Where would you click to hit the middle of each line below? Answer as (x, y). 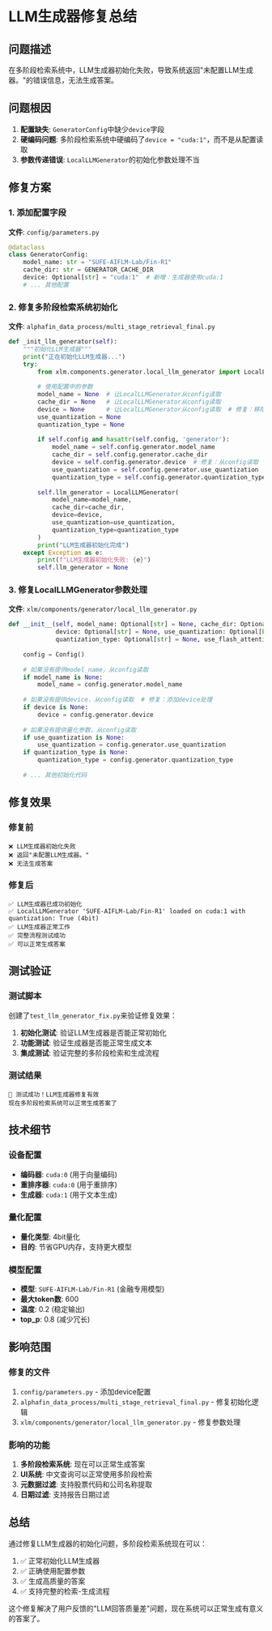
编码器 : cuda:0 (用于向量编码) (68, 1174)
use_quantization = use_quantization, (113, 523)
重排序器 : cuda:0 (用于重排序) (68, 1185)
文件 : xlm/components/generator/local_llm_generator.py (103, 609)
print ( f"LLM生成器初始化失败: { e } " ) (94, 560)
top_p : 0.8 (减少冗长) (55, 1319)
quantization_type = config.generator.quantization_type (135, 760)
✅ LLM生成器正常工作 (39, 927)
